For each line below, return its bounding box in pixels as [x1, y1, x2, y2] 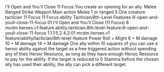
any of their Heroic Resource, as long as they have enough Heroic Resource [5, 51, 159, 57]
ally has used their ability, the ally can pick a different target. [5, 62, 127, 67]
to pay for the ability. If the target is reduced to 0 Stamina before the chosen [5, 56, 159, 62]
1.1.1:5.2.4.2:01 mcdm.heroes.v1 [47, 30, 110, 36]
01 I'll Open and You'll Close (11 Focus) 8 [47, 20, 129, 25]
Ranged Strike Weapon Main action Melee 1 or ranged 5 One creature [5, 9, 146, 15]
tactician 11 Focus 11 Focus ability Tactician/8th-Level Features [5, 14, 131, 20]
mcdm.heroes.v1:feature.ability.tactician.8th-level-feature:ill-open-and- [5, 25, 150, 31]
